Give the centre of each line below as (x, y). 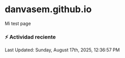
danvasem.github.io (48, 9)
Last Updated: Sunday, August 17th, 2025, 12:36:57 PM (62, 50)
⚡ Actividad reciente (30, 37)
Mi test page (18, 23)
